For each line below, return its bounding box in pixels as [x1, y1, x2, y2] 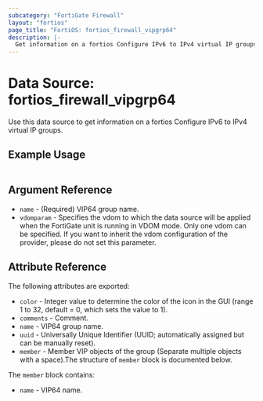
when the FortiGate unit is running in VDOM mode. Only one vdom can [19, 221, 247, 230]
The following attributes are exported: [8, 281, 130, 290]
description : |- [8, 33, 61, 42]
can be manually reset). [19, 338, 96, 348]
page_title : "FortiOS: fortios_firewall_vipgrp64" [8, 26, 177, 34]
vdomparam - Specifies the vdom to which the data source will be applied [19, 213, 251, 222]
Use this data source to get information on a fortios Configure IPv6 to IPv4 [8, 117, 248, 126]
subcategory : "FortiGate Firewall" [8, 11, 124, 20]
